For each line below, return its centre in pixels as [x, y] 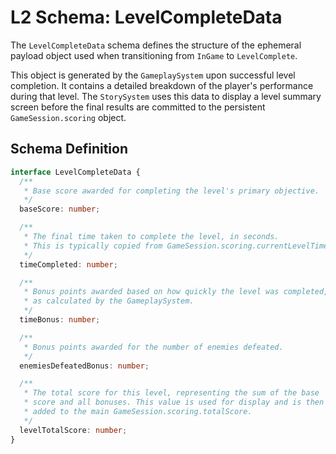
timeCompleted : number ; [68, 264]
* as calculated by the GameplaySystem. [109, 301]
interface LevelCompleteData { [75, 172]
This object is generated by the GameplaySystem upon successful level [153, 75]
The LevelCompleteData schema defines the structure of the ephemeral [156, 45]
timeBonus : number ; [60, 320]
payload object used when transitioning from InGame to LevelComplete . [154, 55]
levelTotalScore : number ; [73, 430]
